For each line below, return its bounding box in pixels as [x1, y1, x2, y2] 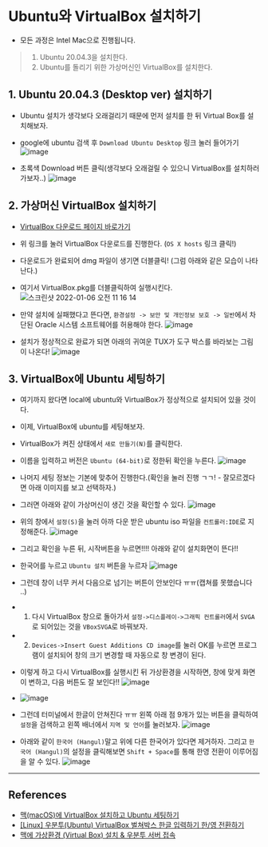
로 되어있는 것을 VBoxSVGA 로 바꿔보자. [31, 621, 148, 632]
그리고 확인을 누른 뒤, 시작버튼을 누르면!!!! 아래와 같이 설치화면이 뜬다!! [19, 544, 238, 553]
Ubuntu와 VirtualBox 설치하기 [8, 7, 202, 26]
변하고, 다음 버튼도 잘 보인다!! [28, 677, 120, 687]
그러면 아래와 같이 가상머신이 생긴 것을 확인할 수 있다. [19, 500, 186, 509]
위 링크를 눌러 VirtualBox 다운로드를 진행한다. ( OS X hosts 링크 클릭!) [19, 238, 237, 248]
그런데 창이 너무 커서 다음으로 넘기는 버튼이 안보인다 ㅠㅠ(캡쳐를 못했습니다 [19, 577, 253, 588]
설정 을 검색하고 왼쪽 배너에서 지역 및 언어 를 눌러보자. [19, 720, 181, 729]
